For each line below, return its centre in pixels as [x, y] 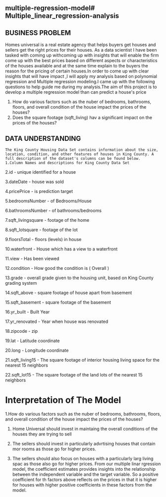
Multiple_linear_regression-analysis [62, 16]
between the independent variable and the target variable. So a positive [85, 474]
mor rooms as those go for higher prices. [54, 449]
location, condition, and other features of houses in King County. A [80, 154]
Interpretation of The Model [63, 400]
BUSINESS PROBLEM [38, 32]
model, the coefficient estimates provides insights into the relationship [84, 469]
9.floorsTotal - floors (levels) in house [43, 240]
